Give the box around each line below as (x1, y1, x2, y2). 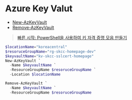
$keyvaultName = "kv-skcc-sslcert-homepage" (5, 54, 94, 59)
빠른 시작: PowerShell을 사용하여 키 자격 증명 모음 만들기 (17, 34, 127, 40)
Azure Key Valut (5, 3, 73, 14)
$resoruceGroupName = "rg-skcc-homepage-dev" (5, 49, 96, 54)
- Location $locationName (9, 72, 61, 77)
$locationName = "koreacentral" (5, 44, 68, 49)
